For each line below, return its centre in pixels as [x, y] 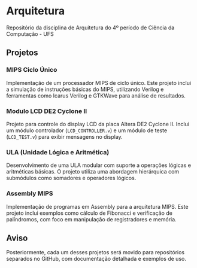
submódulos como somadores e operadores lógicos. [71, 178]
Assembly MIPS [30, 194]
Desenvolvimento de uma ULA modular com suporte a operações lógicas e [99, 165]
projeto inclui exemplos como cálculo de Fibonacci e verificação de [89, 213]
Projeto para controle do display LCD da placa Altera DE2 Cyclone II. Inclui [98, 124]
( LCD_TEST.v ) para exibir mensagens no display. [64, 136]
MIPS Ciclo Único [32, 70]
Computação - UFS [30, 33]
